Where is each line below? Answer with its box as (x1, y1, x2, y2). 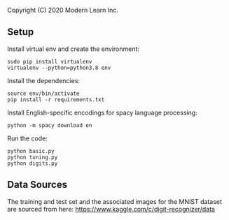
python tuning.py (7, 154, 58, 161)
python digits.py (7, 160, 58, 167)
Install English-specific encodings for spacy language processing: (7, 108, 197, 117)
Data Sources (7, 179, 68, 191)
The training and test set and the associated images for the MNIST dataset (7, 197, 223, 205)
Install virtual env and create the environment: (7, 45, 140, 53)
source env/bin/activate (7, 90, 80, 97)
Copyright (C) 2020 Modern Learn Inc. (7, 6, 119, 14)
